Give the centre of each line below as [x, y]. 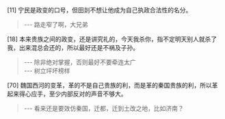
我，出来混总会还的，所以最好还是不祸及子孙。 [73, 48]
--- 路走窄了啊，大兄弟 [56, 25]
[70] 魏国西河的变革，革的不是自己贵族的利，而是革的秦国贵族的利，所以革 [112, 85]
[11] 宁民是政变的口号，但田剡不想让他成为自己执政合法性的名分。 [100, 10]
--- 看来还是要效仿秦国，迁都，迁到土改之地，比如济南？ [104, 108]
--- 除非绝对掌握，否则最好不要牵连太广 [80, 62]
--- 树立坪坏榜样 [47, 71]
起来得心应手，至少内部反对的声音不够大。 [67, 94]
